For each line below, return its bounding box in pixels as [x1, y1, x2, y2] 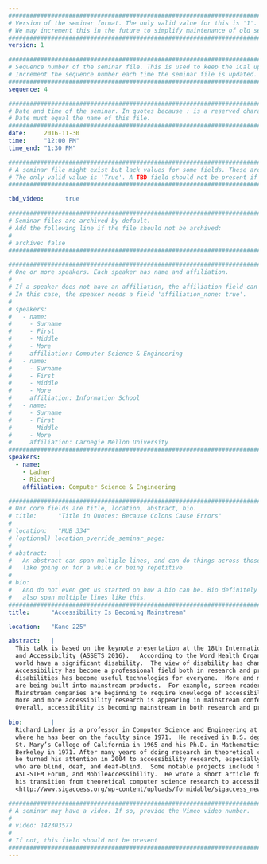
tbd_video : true [8, 195, 80, 203]
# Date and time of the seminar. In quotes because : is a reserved [8, 107, 240, 115]
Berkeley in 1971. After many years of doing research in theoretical [15, 748, 254, 756]
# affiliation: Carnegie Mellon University [8, 439, 169, 447]
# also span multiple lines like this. [8, 593, 148, 601]
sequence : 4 [8, 85, 48, 93]
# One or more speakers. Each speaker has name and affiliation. [8, 268, 229, 276]
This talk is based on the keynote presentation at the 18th [15, 644, 222, 653]
